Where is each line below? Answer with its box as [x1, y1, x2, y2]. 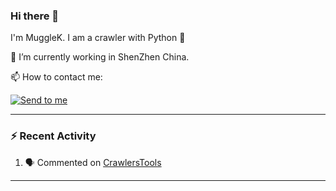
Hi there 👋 [10, 9, 60, 23]
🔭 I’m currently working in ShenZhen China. [10, 51, 190, 63]
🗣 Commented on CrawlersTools [24, 156, 162, 168]
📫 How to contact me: [10, 71, 103, 83]
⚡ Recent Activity [10, 129, 97, 143]
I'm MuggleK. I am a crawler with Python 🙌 [10, 32, 186, 44]
